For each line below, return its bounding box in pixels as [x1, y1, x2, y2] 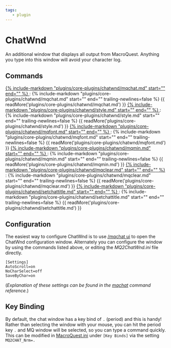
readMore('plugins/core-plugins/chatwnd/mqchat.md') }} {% [5, 101, 134, 108]
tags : [5, 7, 17, 13]
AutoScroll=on [5, 264, 36, 270]
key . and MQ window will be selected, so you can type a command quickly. [5, 326, 166, 333]
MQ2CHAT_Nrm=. [5, 338, 36, 343]
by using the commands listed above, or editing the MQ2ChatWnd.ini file [5, 244, 159, 251]
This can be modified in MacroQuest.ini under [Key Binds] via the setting [5, 332, 160, 338]
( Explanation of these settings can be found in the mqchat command [5, 282, 151, 289]
